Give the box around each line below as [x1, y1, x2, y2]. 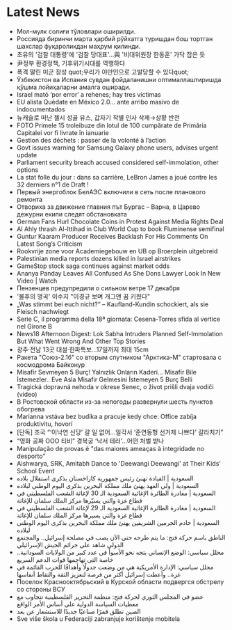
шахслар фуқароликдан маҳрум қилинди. [16, 42, 141, 50]
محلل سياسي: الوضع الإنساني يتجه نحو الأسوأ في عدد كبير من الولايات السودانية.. [16, 548, 224, 556]
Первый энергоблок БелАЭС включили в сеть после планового [16, 187, 206, 196]
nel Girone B [16, 322, 53, 331]
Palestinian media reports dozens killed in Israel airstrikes [16, 254, 181, 262]
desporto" [16, 452, 46, 460]
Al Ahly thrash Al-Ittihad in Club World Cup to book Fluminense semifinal [16, 224, 224, 233]
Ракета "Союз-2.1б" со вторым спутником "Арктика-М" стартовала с [16, 353, 222, 361]
